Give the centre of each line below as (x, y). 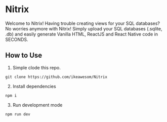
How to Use (24, 55)
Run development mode (37, 105)
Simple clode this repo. (36, 67)
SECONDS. (17, 39)
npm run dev (18, 114)
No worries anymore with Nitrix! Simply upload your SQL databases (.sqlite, (84, 28)
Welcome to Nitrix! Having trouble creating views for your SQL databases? (83, 23)
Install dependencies (34, 86)
